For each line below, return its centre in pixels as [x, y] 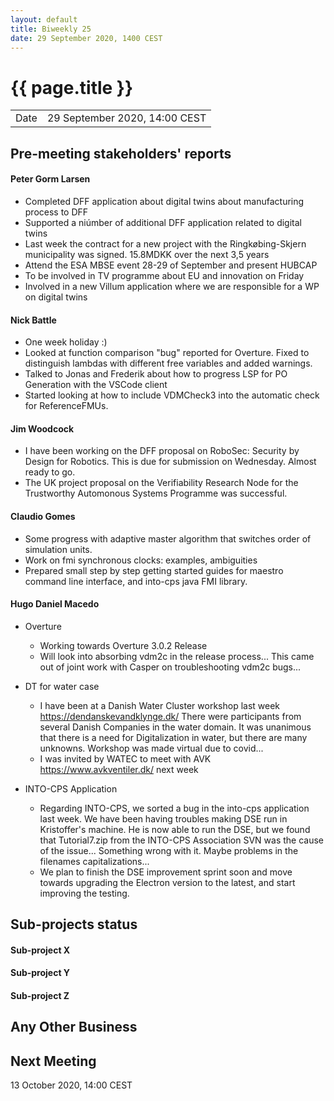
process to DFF [56, 212]
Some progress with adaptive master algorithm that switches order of [168, 538]
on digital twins [56, 297]
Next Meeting [53, 1061]
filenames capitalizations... [94, 861]
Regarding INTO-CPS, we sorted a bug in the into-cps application [174, 808]
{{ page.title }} [72, 87]
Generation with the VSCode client [96, 385]
